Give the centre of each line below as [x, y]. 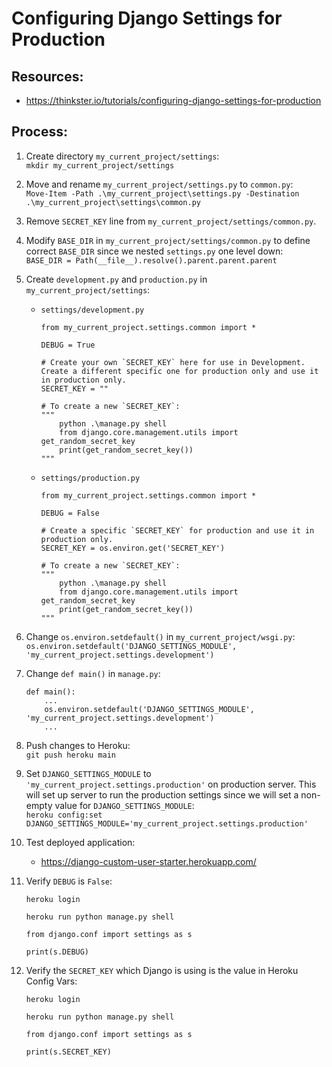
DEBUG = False [70, 513]
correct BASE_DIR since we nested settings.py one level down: [154, 251]
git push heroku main [70, 755]
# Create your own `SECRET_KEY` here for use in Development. [173, 362]
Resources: [47, 76]
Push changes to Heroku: [78, 745]
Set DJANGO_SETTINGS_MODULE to [88, 773]
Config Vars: [51, 981]
